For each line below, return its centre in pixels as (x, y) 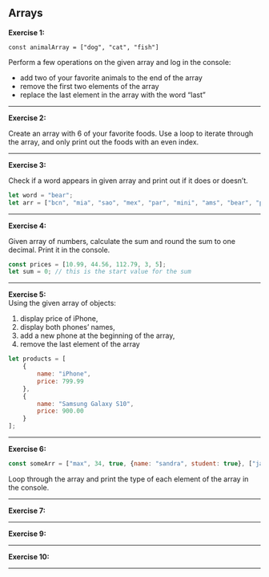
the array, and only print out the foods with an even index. (104, 142)
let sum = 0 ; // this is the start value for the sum (100, 272)
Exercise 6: (27, 449)
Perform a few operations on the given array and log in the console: (120, 62)
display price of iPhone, (59, 319)
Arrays (26, 13)
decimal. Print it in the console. (59, 250)
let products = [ (37, 359)
